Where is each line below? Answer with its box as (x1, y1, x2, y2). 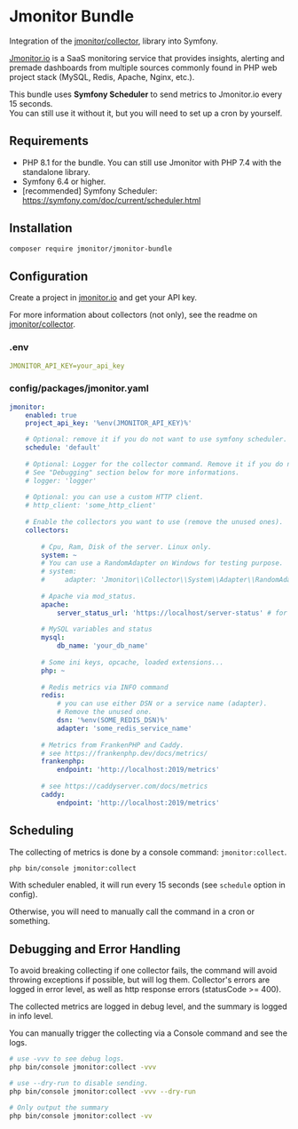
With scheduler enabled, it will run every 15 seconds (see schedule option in (9, 879, 286, 890)
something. (9, 916, 51, 926)
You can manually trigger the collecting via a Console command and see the (9, 1028, 288, 1038)
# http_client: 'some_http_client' (25, 501, 157, 510)
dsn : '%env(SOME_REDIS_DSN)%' (56, 716, 169, 725)
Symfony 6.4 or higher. (21, 176, 106, 187)
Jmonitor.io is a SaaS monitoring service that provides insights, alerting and (9, 52, 286, 63)
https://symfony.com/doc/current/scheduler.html (21, 195, 201, 205)
